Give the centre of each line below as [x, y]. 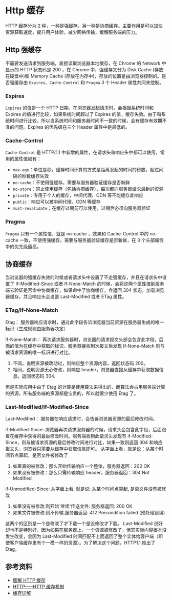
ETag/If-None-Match [32, 310]
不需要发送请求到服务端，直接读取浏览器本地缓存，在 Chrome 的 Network [83, 63]
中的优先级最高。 [23, 246]
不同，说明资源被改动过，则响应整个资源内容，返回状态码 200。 [80, 363]
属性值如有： [28, 159]
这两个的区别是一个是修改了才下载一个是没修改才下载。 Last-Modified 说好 [84, 524]
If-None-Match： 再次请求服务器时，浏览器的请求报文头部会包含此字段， [82, 339]
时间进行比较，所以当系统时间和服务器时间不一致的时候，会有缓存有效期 [86, 121]
